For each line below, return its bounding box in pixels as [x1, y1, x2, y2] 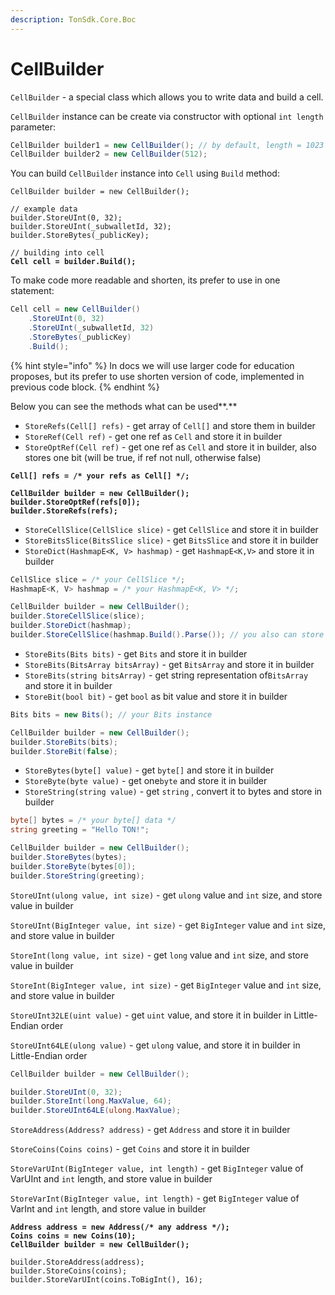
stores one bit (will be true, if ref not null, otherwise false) [24, 451, 262, 463]
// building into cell [10, 248, 105, 258]
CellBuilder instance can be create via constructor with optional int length [10, 110, 324, 122]
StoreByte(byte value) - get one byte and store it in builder [24, 775, 268, 787]
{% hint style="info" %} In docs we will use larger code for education [10, 359, 295, 371]
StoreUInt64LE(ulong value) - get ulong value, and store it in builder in [10, 1039, 301, 1051]
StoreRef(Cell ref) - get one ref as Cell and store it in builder [24, 430, 283, 442]
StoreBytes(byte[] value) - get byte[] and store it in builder [24, 764, 275, 776]
